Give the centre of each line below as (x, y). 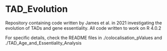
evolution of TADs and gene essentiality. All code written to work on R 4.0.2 (83, 28)
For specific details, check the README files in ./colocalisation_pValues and (84, 38)
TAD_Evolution (36, 9)
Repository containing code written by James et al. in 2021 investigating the (84, 23)
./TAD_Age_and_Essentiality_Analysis (44, 43)
